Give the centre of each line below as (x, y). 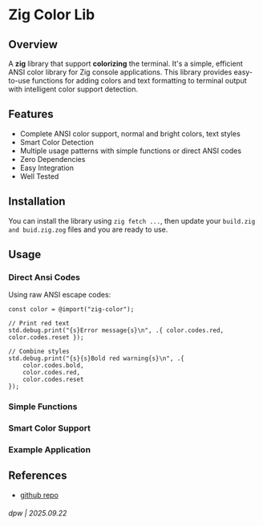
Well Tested (39, 176)
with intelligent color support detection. (73, 89)
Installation (37, 202)
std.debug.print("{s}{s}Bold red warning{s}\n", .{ (96, 358)
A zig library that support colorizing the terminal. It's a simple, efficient (125, 63)
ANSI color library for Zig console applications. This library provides (120, 72)
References (38, 476)
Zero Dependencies (53, 159)
